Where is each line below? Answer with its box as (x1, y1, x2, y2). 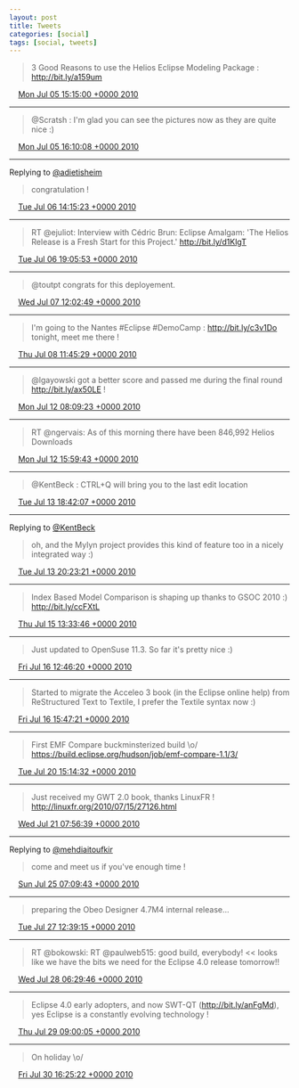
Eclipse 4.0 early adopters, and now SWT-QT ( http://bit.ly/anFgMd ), (30, 1000, 279, 1010)
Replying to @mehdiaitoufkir (9, 844, 113, 855)
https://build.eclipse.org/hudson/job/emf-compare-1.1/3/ (30, 749, 238, 760)
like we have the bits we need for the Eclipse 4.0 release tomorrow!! (30, 957, 280, 968)
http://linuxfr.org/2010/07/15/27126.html (30, 801, 177, 812)
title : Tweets (9, 21, 62, 30)
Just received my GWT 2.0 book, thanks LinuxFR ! (30, 792, 215, 803)
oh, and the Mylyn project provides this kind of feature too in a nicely (30, 540, 284, 551)
